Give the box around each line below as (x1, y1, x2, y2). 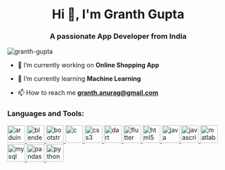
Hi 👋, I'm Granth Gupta (51, 6, 185, 22)
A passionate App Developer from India (49, 32, 187, 41)
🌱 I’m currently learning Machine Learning (17, 74, 141, 83)
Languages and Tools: (7, 109, 84, 119)
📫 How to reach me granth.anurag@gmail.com (17, 89, 158, 97)
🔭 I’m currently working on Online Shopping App (17, 61, 160, 70)
